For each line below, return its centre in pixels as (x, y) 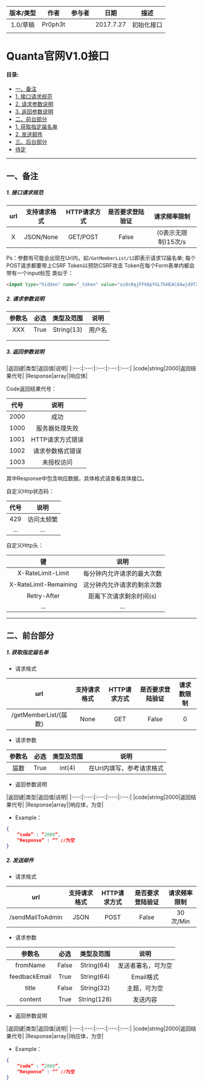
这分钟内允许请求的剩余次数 (122, 584)
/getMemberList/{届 (39, 715)
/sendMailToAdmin (36, 917)
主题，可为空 (145, 989)
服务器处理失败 (57, 428)
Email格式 (145, 977)
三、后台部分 (31, 142)
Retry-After (43, 595)
